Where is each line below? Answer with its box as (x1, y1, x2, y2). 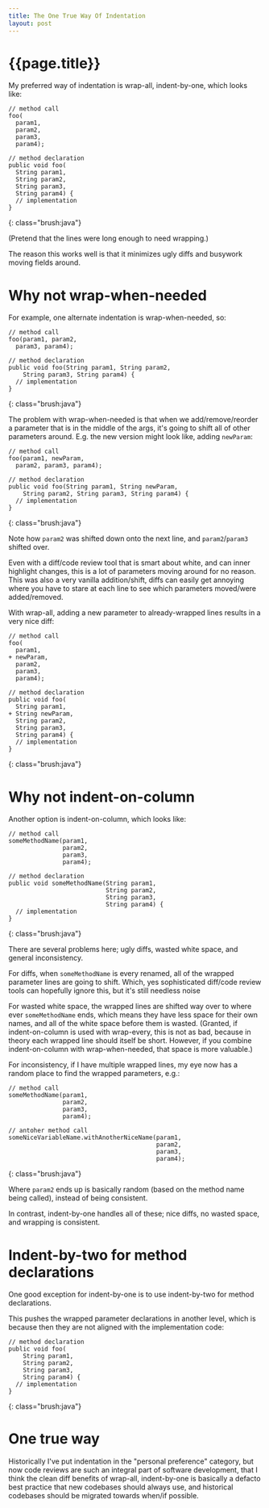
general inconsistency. (8, 953, 84, 963)
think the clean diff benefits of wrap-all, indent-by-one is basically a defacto (8, 1474, 261, 1484)
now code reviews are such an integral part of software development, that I (8, 1465, 258, 1475)
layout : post (8, 19, 52, 27)
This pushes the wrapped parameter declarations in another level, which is (8, 1313, 256, 1324)
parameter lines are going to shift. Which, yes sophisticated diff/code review (8, 978, 262, 987)
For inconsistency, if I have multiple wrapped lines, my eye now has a (8, 1060, 238, 1070)
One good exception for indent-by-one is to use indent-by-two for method (8, 1289, 255, 1300)
